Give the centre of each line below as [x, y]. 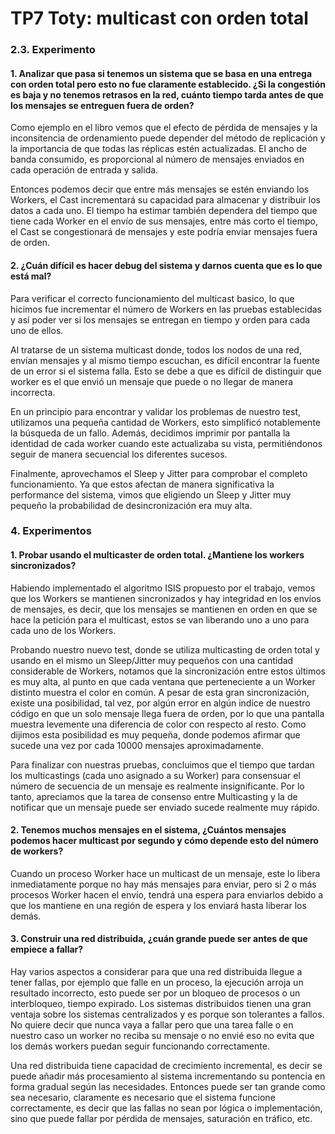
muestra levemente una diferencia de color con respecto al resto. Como [158, 724]
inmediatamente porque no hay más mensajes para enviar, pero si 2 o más [163, 884]
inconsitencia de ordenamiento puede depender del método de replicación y [168, 138]
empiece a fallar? [47, 949]
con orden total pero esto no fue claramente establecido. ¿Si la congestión [168, 84]
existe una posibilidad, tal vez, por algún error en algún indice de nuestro [160, 703]
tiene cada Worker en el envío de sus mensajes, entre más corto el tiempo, [164, 221]
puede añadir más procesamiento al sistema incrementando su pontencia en [168, 1076]
